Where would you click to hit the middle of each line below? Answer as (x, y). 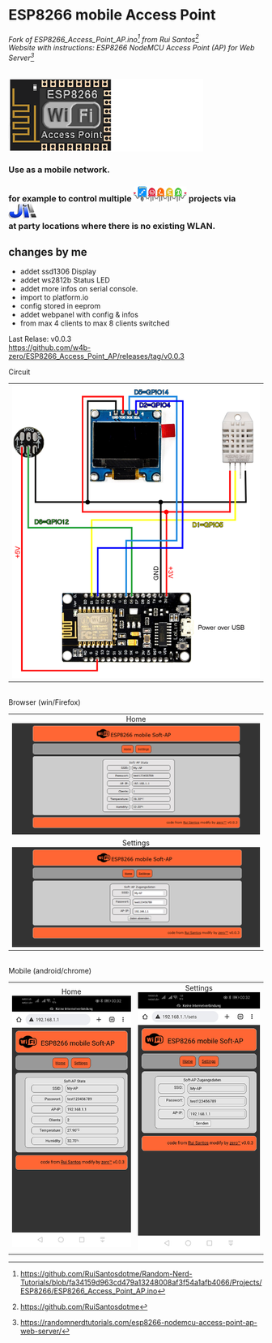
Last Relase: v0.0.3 (40, 339)
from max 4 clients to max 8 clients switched (95, 323)
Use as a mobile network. (59, 170)
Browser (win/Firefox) (45, 702)
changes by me (48, 252)
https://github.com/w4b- (50, 348)
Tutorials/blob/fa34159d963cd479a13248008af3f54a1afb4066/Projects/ (141, 1282)
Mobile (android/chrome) (50, 971)
